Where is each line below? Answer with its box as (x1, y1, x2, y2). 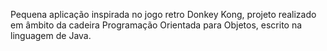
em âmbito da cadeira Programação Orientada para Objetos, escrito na (10, 19, 303, 31)
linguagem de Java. (10, 30, 92, 41)
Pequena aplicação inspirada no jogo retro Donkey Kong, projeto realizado (10, 9, 317, 20)
